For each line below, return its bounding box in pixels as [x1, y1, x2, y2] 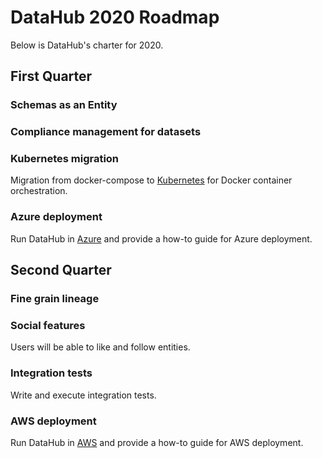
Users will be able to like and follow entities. [10, 341, 191, 353]
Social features [10, 319, 86, 332]
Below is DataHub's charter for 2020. [10, 39, 164, 51]
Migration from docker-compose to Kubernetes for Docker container [10, 174, 293, 186]
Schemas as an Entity [10, 98, 118, 112]
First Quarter [10, 68, 93, 85]
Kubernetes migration [10, 152, 120, 166]
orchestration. [10, 185, 68, 197]
